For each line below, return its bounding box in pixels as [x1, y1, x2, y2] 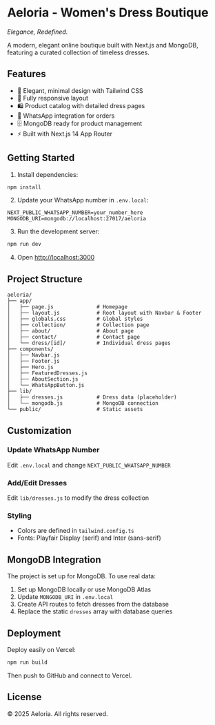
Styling [7, 511, 32, 521]
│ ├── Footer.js [7, 358, 60, 365]
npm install [7, 184, 41, 191]
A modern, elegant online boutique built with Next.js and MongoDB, [7, 41, 198, 49]
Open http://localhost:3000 [17, 253, 95, 262]
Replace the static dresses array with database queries [17, 607, 173, 616]
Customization [7, 425, 72, 437]
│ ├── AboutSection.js [7, 376, 79, 383]
